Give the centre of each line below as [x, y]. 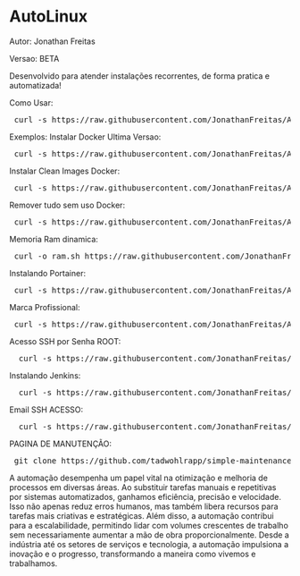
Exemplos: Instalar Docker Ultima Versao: [85, 137]
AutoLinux [49, 17]
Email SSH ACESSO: [46, 410]
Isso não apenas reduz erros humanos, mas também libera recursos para [144, 506]
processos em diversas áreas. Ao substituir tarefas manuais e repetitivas [143, 487]
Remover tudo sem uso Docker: [67, 205]
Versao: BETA [34, 58]
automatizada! [36, 85]
